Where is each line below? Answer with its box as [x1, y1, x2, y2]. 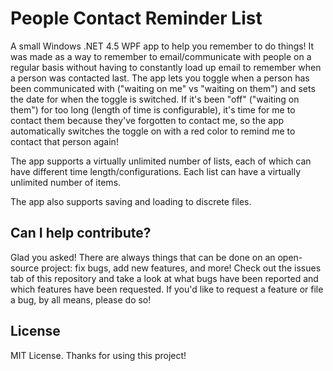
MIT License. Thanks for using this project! [10, 349, 187, 361]
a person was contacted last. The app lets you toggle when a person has [10, 72, 310, 84]
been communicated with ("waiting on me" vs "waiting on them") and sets [10, 82, 316, 94]
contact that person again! [10, 135, 119, 147]
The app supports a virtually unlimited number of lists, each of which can [10, 155, 312, 167]
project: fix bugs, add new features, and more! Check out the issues [41, 262, 322, 274]
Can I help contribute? [10, 225, 152, 242]
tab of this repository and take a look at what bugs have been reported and [10, 272, 319, 284]
